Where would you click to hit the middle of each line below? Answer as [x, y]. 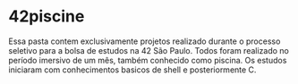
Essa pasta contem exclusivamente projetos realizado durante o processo [145, 41]
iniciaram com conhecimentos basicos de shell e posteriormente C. [132, 70]
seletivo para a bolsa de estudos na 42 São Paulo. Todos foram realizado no [149, 50]
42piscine [47, 17]
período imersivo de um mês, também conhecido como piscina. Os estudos [148, 60]
